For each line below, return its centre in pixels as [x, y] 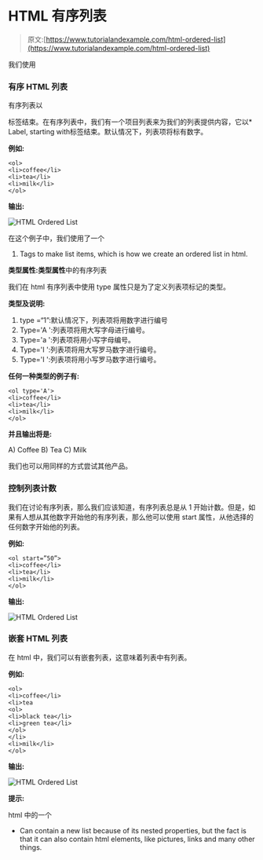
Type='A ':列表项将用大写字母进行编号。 [84, 330]
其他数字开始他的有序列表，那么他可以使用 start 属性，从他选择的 [148, 517]
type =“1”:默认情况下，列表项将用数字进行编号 [93, 320]
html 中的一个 [30, 814]
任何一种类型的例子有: [44, 376]
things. [31, 847]
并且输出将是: [30, 434]
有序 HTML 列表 [38, 86]
